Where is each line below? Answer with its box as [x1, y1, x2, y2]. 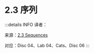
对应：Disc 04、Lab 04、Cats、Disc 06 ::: [4, 42, 90, 48]
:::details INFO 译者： [4, 22, 47, 27]
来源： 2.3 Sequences [4, 32, 48, 38]
